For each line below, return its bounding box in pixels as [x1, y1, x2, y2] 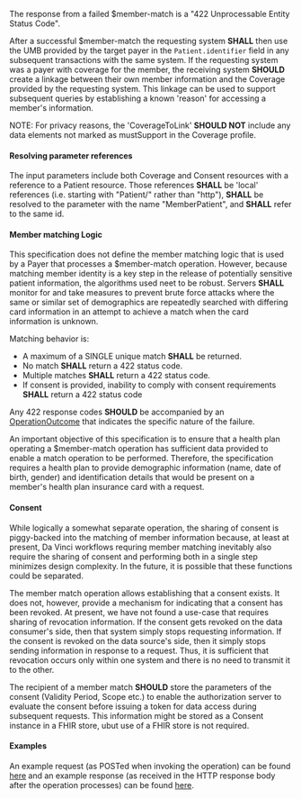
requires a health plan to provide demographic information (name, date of [9, 462, 281, 473]
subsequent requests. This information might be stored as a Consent [9, 710, 263, 721]
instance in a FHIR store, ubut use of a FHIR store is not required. [9, 720, 250, 731]
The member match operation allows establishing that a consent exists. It [9, 587, 280, 598]
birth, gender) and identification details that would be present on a [9, 472, 255, 483]
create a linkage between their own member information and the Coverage [9, 74, 286, 85]
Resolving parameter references [9, 150, 133, 161]
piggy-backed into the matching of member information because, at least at [9, 531, 289, 542]
